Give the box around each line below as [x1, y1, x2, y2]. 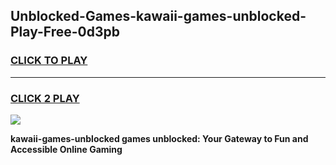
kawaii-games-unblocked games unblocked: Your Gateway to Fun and [10, 132, 309, 144]
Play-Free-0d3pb [10, 24, 120, 41]
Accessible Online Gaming [10, 143, 123, 155]
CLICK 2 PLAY [10, 91, 80, 105]
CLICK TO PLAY [10, 54, 88, 68]
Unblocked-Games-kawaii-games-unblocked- [10, 8, 307, 25]
